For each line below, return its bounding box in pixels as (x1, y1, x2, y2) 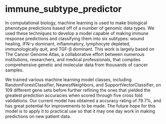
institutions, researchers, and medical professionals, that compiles (5, 56, 141, 62)
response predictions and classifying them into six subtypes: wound (5, 36, 145, 41)
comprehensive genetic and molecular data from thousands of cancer (5, 62, 148, 68)
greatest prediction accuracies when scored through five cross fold (5, 92, 143, 98)
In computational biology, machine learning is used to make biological (5, 20, 148, 26)
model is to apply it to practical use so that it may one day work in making (5, 108, 155, 114)
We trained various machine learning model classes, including (5, 77, 132, 83)
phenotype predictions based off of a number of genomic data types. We (5, 25, 155, 31)
